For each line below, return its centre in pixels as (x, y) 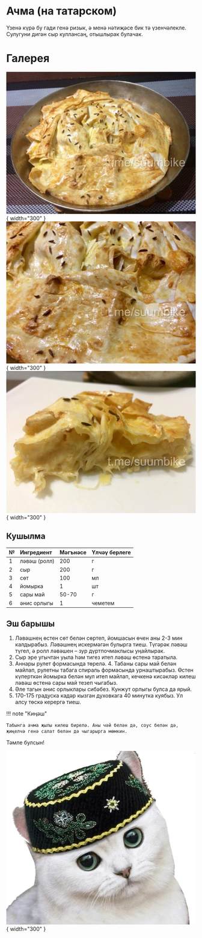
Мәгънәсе (73, 553)
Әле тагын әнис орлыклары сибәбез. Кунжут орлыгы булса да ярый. (103, 689)
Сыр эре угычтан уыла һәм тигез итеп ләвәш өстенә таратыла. (96, 657)
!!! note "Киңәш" (26, 713)
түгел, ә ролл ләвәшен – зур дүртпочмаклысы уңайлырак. (90, 651)
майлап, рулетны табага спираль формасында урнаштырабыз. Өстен (104, 670)
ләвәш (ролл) (38, 561)
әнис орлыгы (37, 603)
